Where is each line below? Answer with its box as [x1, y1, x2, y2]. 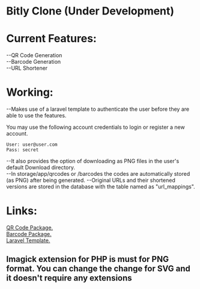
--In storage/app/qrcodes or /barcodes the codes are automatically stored [6, 170, 190, 178]
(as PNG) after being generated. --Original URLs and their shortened [6, 176, 175, 184]
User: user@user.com [6, 141, 58, 148]
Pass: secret [6, 147, 39, 153]
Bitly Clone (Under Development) [6, 4, 175, 18]
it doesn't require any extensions [6, 273, 132, 284]
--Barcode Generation [6, 58, 61, 66]
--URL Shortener [6, 64, 48, 72]
